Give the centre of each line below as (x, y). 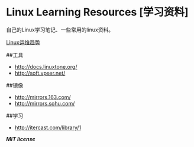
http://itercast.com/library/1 (48, 127)
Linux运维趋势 (23, 42)
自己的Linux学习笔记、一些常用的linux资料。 (60, 30)
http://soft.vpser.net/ (40, 73)
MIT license (21, 139)
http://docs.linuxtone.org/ (46, 66)
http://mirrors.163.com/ (43, 97)
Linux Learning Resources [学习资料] (97, 12)
